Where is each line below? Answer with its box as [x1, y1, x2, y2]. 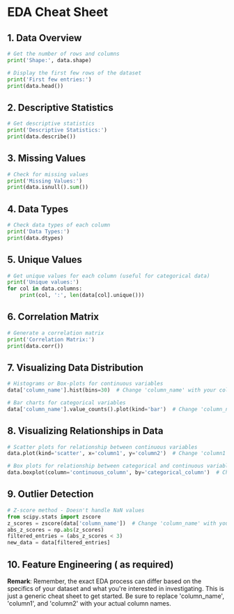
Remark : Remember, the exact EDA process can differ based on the [7, 576, 202, 585]
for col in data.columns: [7, 285, 82, 293]
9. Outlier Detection [7, 489, 94, 500]
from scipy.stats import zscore [7, 513, 101, 520]
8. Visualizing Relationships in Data [7, 425, 164, 437]
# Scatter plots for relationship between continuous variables [7, 443, 198, 450]
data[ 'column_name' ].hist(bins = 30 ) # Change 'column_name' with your [7, 387, 217, 394]
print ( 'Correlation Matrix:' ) [7, 336, 95, 343]
